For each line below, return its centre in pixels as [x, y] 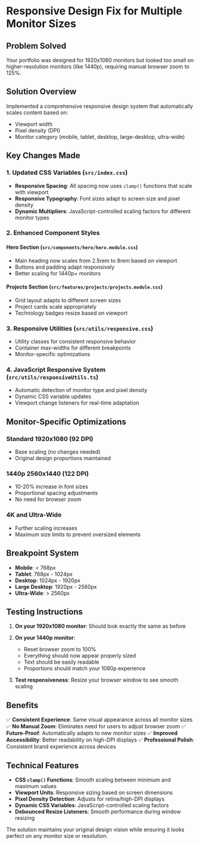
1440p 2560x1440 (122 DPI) [47, 474]
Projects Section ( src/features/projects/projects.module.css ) [84, 287]
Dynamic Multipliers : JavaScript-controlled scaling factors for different [103, 211]
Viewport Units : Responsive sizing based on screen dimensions [94, 792]
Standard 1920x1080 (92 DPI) [50, 439]
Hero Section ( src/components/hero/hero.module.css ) [72, 247]
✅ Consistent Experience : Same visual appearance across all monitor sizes [99, 720]
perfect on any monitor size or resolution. [57, 835]
